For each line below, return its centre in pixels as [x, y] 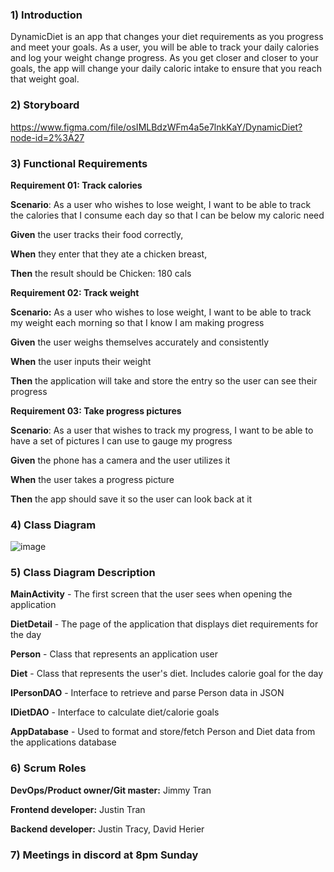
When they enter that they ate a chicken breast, [109, 254]
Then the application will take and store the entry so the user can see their [164, 380]
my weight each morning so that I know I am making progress [137, 322]
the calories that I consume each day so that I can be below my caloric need [167, 215]
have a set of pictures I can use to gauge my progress [121, 440]
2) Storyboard [45, 105]
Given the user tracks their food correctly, [97, 234]
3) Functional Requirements [79, 163]
